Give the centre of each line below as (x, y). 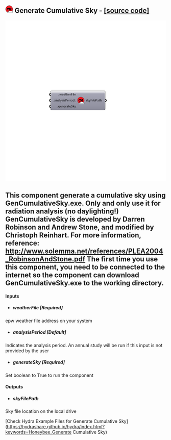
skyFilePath (26, 398)
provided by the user (27, 351)
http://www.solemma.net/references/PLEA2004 (84, 251)
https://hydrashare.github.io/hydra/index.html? (56, 427)
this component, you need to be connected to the (85, 267)
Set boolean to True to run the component (49, 375)
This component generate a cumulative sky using (86, 195)
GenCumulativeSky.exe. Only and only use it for (83, 203)
